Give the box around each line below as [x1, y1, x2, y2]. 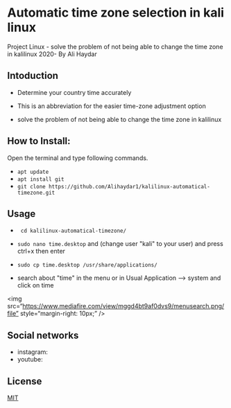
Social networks [7, 329, 79, 341]
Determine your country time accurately [17, 88, 132, 96]
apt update [17, 168, 49, 175]
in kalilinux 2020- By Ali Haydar [7, 50, 97, 58]
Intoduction [7, 70, 59, 82]
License [7, 375, 42, 387]
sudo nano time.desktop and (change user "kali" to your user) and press [17, 240, 223, 248]
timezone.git [17, 189, 55, 196]
